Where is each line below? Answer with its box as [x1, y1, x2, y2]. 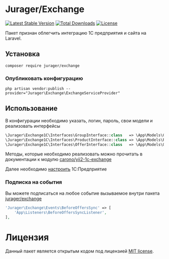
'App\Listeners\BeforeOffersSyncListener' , [14, 210, 107, 215]
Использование [5, 104, 58, 113]
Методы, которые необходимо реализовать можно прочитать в [5, 151, 143, 157]
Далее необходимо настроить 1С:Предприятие [5, 166, 107, 172]
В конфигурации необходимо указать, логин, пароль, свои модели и [5, 117, 153, 124]
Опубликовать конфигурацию [5, 74, 83, 81]
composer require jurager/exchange [5, 63, 80, 68]
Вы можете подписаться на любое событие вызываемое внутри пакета [5, 190, 160, 196]
